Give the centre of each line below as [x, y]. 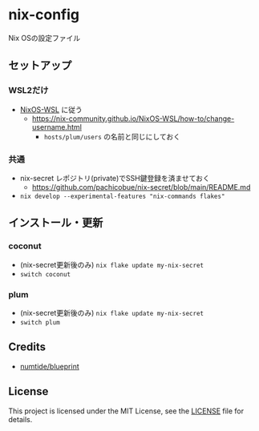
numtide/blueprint [49, 366]
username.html [57, 127]
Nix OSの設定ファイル [45, 38]
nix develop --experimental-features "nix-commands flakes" [122, 196]
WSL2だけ [28, 91]
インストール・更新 [56, 223]
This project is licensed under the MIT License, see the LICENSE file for [126, 411]
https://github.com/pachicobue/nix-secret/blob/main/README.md [141, 187]
